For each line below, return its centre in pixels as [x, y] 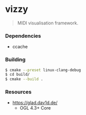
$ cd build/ [17, 75]
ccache [20, 47]
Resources [18, 92]
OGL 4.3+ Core [35, 108]
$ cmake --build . [24, 79]
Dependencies [23, 36]
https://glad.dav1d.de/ [35, 103]
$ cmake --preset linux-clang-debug [43, 70]
